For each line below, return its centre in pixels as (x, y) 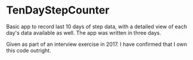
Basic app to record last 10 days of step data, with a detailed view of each (97, 26)
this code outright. (29, 50)
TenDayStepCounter (58, 10)
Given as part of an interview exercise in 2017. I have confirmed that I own (97, 44)
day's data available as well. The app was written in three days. (84, 32)
